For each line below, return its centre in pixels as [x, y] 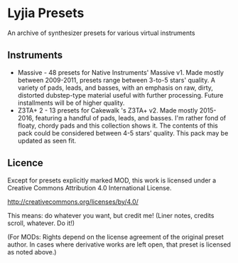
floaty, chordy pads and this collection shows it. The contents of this [118, 125]
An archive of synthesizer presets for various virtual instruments [101, 33]
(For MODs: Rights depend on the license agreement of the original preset [115, 237]
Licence [26, 163]
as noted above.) [32, 252]
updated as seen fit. [47, 140]
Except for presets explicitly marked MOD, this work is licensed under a [112, 180]
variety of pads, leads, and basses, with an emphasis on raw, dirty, [115, 88]
